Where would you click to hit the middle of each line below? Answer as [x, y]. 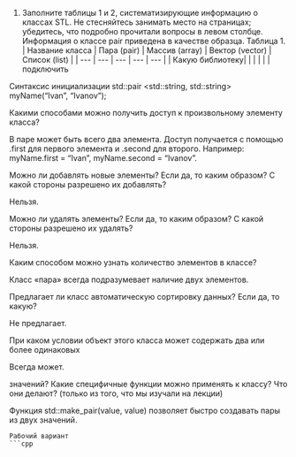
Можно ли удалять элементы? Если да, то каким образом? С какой [137, 219]
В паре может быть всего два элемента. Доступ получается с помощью [146, 139]
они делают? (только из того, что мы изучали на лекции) [116, 393]
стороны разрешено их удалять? [71, 228]
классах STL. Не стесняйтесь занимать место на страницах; [137, 22]
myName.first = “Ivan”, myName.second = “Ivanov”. [103, 158]
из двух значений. [43, 420]
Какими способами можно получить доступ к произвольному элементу [146, 113]
